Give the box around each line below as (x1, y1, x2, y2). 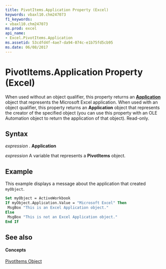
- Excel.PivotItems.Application (5, 36, 73, 41)
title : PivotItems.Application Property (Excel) (5, 7, 109, 13)
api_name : (5, 31, 26, 36)
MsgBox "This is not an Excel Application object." (7, 214, 118, 219)
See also (5, 233, 33, 241)
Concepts (5, 247, 26, 253)
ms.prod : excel (5, 26, 37, 31)
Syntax (5, 129, 28, 138)
